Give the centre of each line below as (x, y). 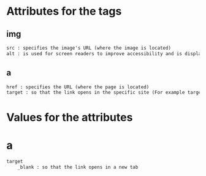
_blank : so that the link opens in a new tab (78, 167)
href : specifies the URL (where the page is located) (78, 87)
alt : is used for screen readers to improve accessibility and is (94, 53)
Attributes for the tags (64, 11)
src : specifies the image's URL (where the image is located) (89, 48)
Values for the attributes (70, 117)
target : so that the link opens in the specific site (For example (96, 93)
